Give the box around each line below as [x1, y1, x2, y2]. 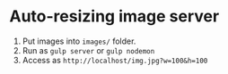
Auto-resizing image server [9, 6, 220, 27]
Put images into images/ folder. [22, 36, 136, 46]
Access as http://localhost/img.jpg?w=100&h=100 [22, 54, 208, 65]
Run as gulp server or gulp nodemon [22, 45, 155, 55]
